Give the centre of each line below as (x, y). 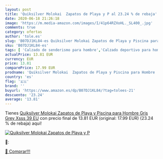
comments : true (20, 28)
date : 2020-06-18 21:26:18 (32, 18)
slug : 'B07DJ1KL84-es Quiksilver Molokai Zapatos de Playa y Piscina (77, 41)
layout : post (18, 9)
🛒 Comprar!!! (18, 152)
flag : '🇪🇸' (17, 81)
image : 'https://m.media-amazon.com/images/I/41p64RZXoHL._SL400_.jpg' (79, 23)
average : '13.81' (23, 100)
